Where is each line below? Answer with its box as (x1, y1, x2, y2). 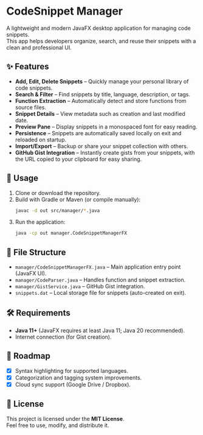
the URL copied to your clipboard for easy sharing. (15, 155, 142, 163)
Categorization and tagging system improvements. (15, 373, 142, 381)
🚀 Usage (6, 173, 38, 183)
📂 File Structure (6, 247, 66, 257)
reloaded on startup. (15, 136, 67, 143)
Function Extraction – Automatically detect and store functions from (15, 97, 187, 104)
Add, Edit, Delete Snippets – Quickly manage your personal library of (15, 77, 189, 85)
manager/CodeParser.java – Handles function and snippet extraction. (15, 276, 186, 284)
